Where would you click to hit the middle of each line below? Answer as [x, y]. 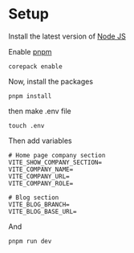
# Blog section [34, 198]
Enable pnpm [30, 51]
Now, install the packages [51, 81]
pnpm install [30, 96]
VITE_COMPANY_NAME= [41, 169]
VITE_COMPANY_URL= [39, 176]
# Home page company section [57, 155]
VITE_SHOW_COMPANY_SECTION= [55, 162]
